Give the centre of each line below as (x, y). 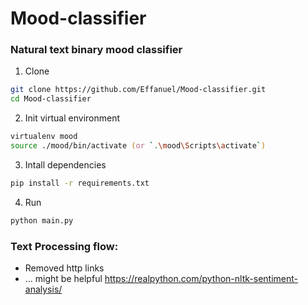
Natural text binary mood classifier (96, 50)
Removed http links (64, 268)
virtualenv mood (44, 137)
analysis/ (43, 289)
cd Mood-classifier (51, 99)
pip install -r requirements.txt (80, 183)
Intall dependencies (65, 164)
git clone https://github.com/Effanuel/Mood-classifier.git (138, 90)
